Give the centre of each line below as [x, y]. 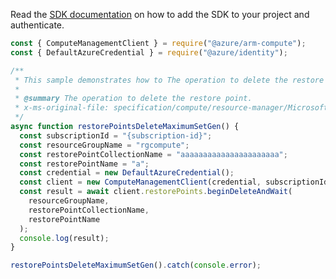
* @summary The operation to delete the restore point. [133, 99]
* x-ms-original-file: [62, 108]
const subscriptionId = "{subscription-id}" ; [116, 135]
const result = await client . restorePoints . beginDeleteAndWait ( [156, 192]
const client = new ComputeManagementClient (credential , [140, 182]
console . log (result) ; [64, 238]
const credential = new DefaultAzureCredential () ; [127, 173]
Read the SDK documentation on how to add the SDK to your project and [160, 14]
